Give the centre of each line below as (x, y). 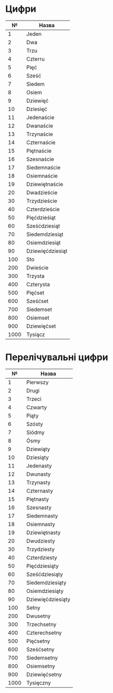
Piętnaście (39, 151)
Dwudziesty (41, 541)
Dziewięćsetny (44, 675)
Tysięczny (39, 683)
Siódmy (35, 432)
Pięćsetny (38, 641)
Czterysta (38, 284)
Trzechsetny (41, 624)
